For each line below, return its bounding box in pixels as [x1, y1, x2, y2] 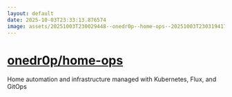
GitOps [7, 83, 28, 91]
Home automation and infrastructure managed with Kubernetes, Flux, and [7, 75, 217, 83]
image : [7, 23, 26, 30]
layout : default [7, 10, 54, 17]
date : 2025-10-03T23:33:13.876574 [7, 17, 107, 23]
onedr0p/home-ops [7, 52, 124, 68]
